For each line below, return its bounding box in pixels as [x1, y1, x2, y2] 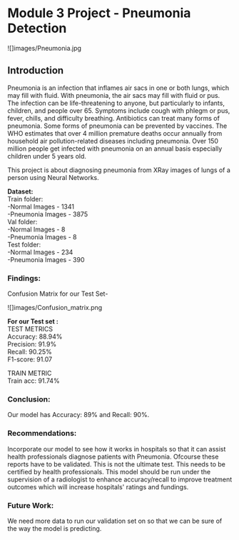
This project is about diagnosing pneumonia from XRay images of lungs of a [7, 166, 230, 174]
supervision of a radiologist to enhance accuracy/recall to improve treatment [7, 475, 233, 484]
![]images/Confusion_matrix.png [7, 304, 103, 312]
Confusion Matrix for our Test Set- [7, 289, 108, 298]
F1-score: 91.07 [7, 355, 52, 364]
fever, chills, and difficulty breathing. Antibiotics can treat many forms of [7, 114, 220, 122]
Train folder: [7, 194, 44, 203]
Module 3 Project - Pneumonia [7, 5, 191, 21]
